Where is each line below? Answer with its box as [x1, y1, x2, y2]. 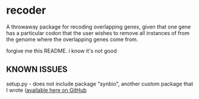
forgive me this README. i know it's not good [6, 47, 117, 54]
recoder [6, 4, 46, 17]
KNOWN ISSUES [6, 65, 68, 75]
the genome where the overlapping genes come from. [6, 36, 138, 43]
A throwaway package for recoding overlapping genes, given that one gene [6, 23, 191, 30]
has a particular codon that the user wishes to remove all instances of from [6, 29, 190, 36]
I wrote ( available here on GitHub [6, 87, 87, 94]
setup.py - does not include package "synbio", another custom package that [6, 80, 194, 87]
